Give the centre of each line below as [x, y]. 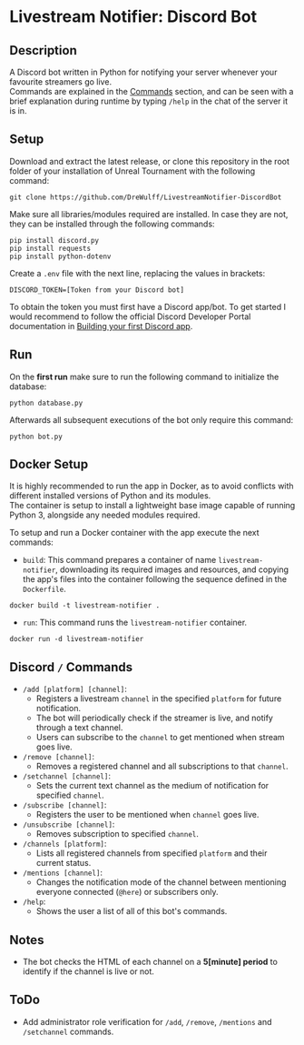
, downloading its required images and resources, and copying [172, 569]
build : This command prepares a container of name [119, 560]
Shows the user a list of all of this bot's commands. [132, 911]
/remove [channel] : [59, 757]
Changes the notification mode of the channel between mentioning [161, 882]
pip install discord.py [54, 240]
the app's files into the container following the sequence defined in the [155, 579]
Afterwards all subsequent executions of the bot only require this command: [152, 419]
